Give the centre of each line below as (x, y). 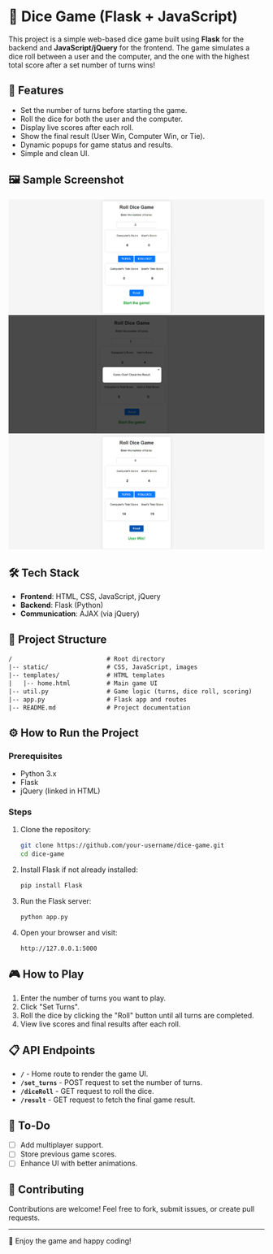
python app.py (44, 917)
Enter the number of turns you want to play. (93, 998)
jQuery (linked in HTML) (60, 791)
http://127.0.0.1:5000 (58, 948)
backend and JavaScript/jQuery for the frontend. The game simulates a (129, 47)
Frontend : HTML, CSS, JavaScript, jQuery (90, 597)
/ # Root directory (87, 659)
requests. (24, 1217)
